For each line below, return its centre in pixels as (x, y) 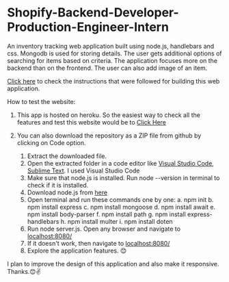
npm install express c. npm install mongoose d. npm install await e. (121, 207)
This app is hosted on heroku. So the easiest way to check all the (108, 115)
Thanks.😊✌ (24, 271)
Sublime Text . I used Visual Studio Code (83, 170)
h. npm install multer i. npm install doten (117, 221)
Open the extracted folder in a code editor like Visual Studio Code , (120, 163)
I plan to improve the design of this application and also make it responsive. (113, 264)
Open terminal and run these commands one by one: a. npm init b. (120, 199)
